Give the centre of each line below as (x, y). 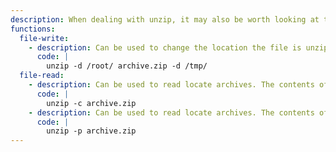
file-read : (42, 76)
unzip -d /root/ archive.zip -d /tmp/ (127, 66)
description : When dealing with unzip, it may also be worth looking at (165, 19)
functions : (33, 29)
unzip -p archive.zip (91, 131)
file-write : (44, 38)
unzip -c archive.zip (91, 103)
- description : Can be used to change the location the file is (165, 47)
